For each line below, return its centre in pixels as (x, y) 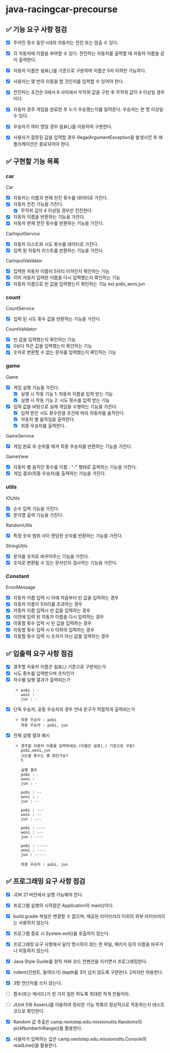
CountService (20, 308)
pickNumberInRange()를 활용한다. (48, 1028)
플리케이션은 (26, 144)
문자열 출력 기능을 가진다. (38, 515)
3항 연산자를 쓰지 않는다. (38, 983)
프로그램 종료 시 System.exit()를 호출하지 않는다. (61, 933)
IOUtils (13, 498)
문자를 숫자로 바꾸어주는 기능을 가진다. (51, 556)
